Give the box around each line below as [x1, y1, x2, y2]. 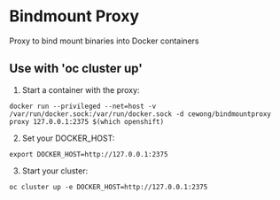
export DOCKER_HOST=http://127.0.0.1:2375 [9, 150, 168, 158]
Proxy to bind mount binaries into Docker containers [9, 35, 199, 46]
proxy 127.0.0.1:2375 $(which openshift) [9, 117, 165, 126]
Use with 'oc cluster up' [9, 61, 144, 76]
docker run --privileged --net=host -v [9, 102, 157, 111]
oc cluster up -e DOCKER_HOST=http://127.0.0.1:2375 [9, 182, 208, 191]
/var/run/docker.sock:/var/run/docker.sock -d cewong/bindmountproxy [9, 109, 272, 119]
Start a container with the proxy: [21, 84, 140, 95]
